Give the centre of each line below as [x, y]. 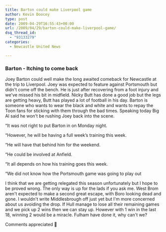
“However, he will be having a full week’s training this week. [66, 135]
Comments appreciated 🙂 [31, 224]
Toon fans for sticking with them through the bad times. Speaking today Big [82, 111]
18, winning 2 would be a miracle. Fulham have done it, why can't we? [76, 215]
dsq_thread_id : [21, 33]
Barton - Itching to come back [42, 68]
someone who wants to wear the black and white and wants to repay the [79, 105]
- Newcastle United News [35, 47]
